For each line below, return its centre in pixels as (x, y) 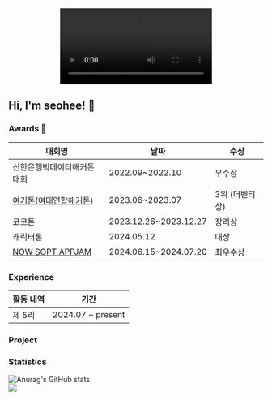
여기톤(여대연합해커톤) (53, 200)
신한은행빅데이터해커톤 (53, 167)
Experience (31, 277)
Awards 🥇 (28, 129)
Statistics (28, 362)
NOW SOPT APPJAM (52, 252)
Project (23, 340)
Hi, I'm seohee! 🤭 (52, 106)
